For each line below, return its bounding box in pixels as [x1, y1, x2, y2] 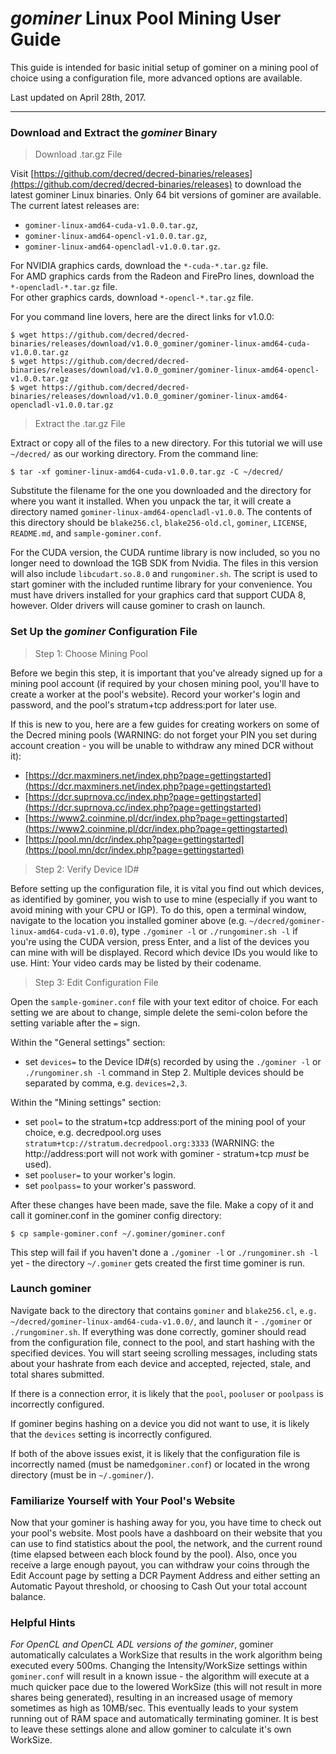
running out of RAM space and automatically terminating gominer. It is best [10, 1713, 319, 1725]
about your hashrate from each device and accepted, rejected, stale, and [10, 1357, 311, 1369]
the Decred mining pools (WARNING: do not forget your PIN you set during [10, 728, 318, 741]
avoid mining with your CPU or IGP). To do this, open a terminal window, [10, 903, 307, 916]
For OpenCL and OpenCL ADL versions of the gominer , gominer [10, 1638, 274, 1651]
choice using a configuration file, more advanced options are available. [10, 72, 303, 84]
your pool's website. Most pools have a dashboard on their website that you [10, 1527, 323, 1539]
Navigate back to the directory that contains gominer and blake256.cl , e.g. [10, 1304, 318, 1316]
